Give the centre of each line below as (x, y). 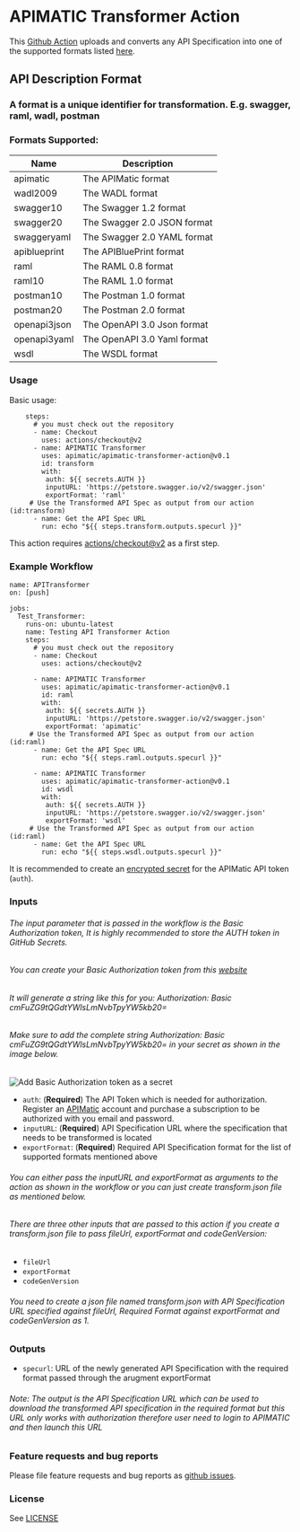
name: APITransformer (50, 586)
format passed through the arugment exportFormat (116, 1378)
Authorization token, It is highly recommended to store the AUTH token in (145, 932)
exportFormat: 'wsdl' (86, 821)
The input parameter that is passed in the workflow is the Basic (127, 923)
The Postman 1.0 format (134, 295)
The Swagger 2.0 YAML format (148, 237)
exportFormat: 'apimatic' (94, 726)
